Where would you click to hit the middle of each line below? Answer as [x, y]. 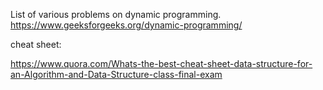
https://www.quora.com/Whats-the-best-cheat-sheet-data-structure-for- [161, 63]
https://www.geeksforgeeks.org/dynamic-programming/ [126, 25]
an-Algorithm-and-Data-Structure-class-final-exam [116, 74]
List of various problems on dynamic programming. [116, 14]
